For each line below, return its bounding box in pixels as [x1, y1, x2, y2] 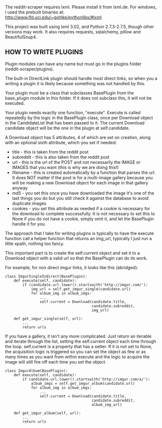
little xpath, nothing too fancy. [5, 241, 64, 246]
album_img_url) [91, 402, 122, 407]
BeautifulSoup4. [5, 34, 37, 40]
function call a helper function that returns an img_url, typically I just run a [5, 235, 152, 241]
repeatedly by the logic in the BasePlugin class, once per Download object [5, 115, 153, 121]
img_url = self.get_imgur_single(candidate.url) [30, 287, 131, 291]
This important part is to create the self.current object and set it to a [5, 250, 140, 256]
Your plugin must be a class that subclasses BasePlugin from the [5, 90, 134, 96]
